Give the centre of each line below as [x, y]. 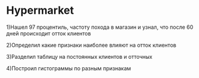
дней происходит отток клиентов [49, 33]
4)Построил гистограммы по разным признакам [69, 68]
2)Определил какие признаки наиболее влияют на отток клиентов [91, 45]
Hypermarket [40, 10]
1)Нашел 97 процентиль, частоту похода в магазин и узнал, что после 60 [100, 27]
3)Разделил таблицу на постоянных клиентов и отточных [79, 56]
